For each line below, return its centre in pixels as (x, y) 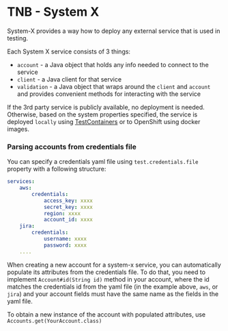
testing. (18, 38)
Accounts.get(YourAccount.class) (55, 321)
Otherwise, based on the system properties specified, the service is (102, 114)
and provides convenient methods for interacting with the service (109, 94)
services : (21, 182)
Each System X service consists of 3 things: (69, 51)
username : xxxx (65, 239)
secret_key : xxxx (68, 207)
